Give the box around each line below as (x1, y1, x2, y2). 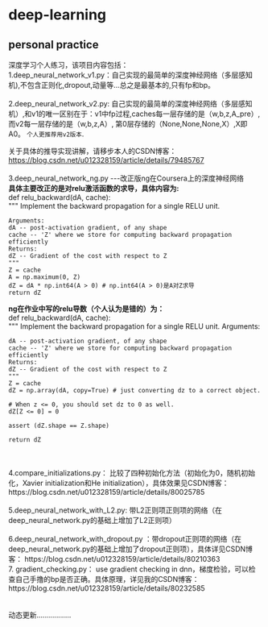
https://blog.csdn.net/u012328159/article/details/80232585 (8, 583, 205, 593)
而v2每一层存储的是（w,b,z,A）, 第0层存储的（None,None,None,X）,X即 (8, 119, 248, 128)
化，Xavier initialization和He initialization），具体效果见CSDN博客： (8, 478, 229, 488)
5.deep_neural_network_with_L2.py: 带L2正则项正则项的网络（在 (8, 505, 223, 515)
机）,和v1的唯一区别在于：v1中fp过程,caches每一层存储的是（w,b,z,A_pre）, (8, 109, 260, 118)
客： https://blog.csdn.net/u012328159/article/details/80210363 (8, 554, 221, 563)
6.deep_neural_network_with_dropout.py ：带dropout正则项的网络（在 (8, 534, 241, 543)
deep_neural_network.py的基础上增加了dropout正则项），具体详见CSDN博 (8, 544, 254, 554)
